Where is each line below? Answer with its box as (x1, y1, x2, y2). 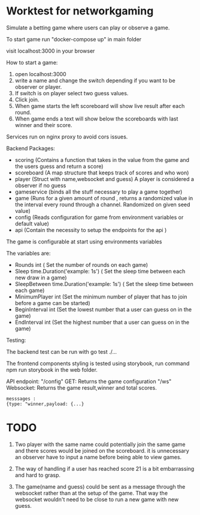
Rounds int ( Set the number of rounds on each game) (14, 261, 149, 268)
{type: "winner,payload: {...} (6, 400, 84, 407)
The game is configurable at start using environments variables (6, 238, 162, 245)
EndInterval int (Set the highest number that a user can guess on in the (14, 318, 190, 326)
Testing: (6, 336, 26, 344)
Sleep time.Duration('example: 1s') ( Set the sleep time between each (14, 267, 186, 275)
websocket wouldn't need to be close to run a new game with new (14, 496, 179, 503)
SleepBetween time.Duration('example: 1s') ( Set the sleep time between (14, 280, 193, 287)
